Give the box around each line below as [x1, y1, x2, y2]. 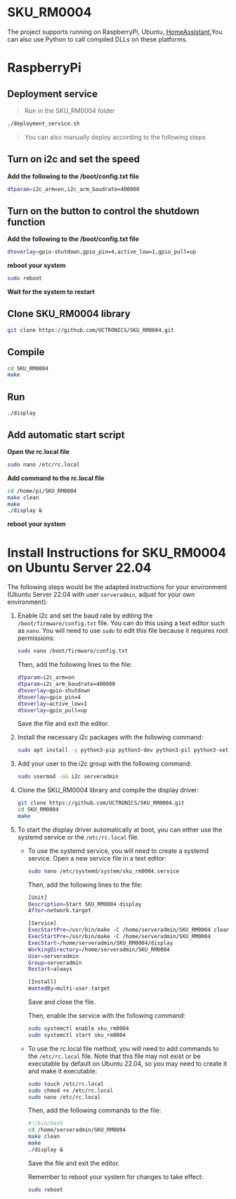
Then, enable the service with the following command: [27, 1012, 186, 1019]
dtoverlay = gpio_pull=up [17, 706, 88, 714]
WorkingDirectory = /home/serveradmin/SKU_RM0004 [27, 946, 170, 953]
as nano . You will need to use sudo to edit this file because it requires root [17, 627, 228, 635]
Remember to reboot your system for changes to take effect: [27, 1172, 204, 1181]
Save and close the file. [27, 998, 96, 1006]
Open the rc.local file [7, 447, 70, 455]
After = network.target [27, 907, 91, 914]
